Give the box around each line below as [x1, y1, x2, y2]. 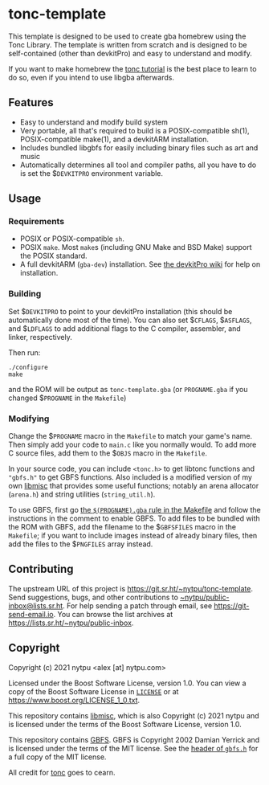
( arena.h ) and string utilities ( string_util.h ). [8, 489, 156, 499]
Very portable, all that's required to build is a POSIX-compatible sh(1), [19, 125, 251, 135]
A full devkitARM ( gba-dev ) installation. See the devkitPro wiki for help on [19, 260, 261, 269]
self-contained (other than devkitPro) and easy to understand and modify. [8, 48, 253, 58]
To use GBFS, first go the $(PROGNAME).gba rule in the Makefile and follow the [8, 505, 261, 515]
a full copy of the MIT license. [8, 752, 107, 762]
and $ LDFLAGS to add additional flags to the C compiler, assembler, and [8, 323, 241, 333]
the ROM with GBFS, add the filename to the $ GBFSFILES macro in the [8, 522, 237, 532]
